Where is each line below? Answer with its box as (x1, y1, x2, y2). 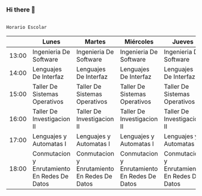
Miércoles (124, 37, 154, 46)
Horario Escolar (6, 24, 47, 31)
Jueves (172, 37, 194, 46)
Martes (85, 37, 106, 46)
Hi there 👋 (6, 5, 36, 14)
